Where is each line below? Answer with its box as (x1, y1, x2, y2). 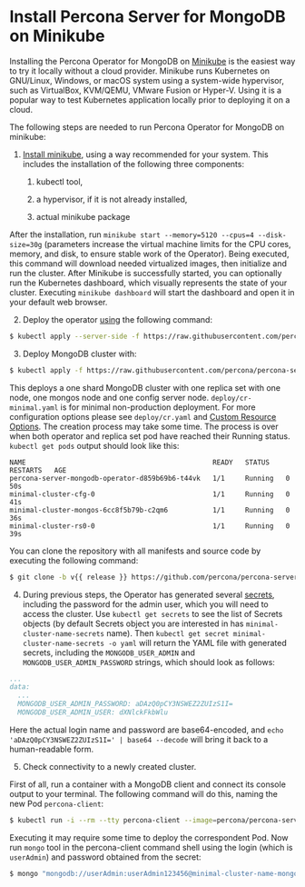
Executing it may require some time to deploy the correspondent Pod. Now (9, 832, 289, 842)
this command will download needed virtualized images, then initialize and (9, 257, 288, 269)
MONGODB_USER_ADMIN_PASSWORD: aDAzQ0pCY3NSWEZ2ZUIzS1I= (17, 700, 233, 709)
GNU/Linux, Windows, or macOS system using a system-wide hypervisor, (9, 75, 284, 85)
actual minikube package (35, 211, 131, 222)
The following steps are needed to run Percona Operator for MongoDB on (9, 121, 285, 133)
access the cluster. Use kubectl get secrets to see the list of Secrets (22, 608, 283, 619)
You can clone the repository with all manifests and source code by (9, 545, 261, 556)
